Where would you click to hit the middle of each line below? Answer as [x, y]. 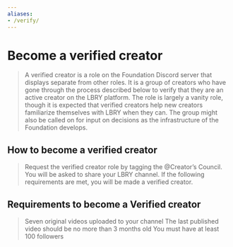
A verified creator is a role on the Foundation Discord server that [118, 75]
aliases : [20, 14]
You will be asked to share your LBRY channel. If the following [114, 175]
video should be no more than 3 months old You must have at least [122, 229]
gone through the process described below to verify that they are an [124, 90]
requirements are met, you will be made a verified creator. [109, 182]
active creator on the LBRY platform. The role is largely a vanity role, [124, 98]
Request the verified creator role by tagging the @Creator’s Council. [123, 167]
